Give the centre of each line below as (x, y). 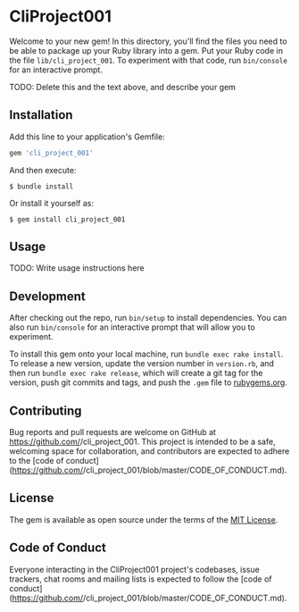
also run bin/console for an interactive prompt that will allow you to (133, 327)
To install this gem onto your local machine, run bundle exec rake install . (146, 354)
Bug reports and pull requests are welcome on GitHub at (113, 432)
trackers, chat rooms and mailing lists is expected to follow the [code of (141, 579)
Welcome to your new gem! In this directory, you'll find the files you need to (148, 41)
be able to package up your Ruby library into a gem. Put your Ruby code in (146, 50)
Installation (41, 115)
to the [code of (37, 461)
